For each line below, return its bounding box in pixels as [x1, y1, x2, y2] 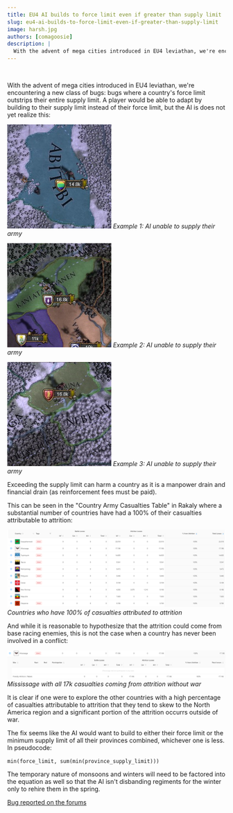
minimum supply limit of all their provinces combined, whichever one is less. [7, 736, 225, 744]
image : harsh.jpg [7, 26, 58, 33]
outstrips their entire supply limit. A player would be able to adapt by [7, 96, 202, 104]
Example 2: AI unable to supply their [112, 341, 216, 349]
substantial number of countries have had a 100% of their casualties [7, 508, 202, 517]
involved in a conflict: [7, 637, 68, 645]
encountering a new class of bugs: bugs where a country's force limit [7, 89, 206, 96]
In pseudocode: [7, 743, 52, 752]
